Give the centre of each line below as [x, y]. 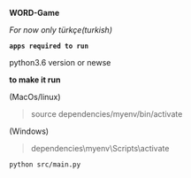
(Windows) [29, 131]
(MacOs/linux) [35, 97]
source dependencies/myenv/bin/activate [107, 114]
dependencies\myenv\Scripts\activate [100, 148]
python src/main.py [45, 165]
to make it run [35, 80]
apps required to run [49, 46]
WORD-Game [34, 13]
